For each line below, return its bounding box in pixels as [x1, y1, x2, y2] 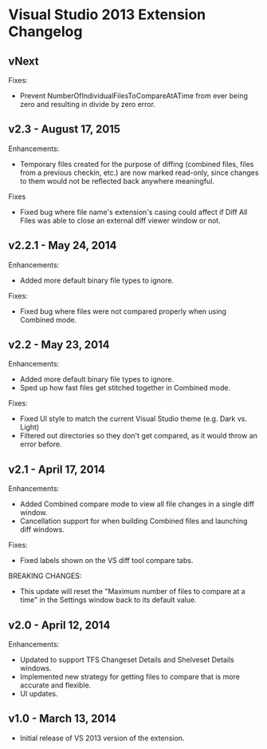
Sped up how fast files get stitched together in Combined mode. [19, 383, 231, 393]
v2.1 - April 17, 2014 [8, 462, 106, 476]
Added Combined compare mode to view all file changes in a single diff [19, 499, 255, 509]
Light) [19, 422, 40, 432]
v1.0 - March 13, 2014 [8, 712, 117, 726]
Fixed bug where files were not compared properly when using [19, 306, 227, 316]
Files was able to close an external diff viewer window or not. [19, 216, 221, 225]
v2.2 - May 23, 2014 [8, 338, 110, 352]
